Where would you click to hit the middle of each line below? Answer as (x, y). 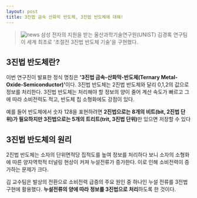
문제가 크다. (35, 170)
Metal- (169, 78)
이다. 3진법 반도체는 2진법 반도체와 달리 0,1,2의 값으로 (127, 85)
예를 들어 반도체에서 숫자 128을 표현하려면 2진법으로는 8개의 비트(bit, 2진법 (93, 112)
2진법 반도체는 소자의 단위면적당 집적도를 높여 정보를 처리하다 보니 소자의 (90, 155)
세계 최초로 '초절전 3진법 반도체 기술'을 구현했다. (82, 42)
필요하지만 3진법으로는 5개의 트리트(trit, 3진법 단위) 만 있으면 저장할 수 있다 (105, 119)
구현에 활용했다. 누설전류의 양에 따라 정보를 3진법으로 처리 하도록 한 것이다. (91, 189)
